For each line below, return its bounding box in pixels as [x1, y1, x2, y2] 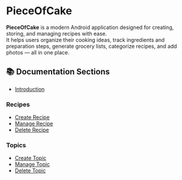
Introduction [14, 85, 45, 92]
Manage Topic [14, 161, 50, 168]
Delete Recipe [14, 126, 49, 134]
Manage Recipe [14, 120, 53, 127]
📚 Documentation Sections [6, 67, 110, 77]
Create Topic [14, 155, 47, 162]
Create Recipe [14, 114, 50, 121]
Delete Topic [14, 167, 46, 174]
